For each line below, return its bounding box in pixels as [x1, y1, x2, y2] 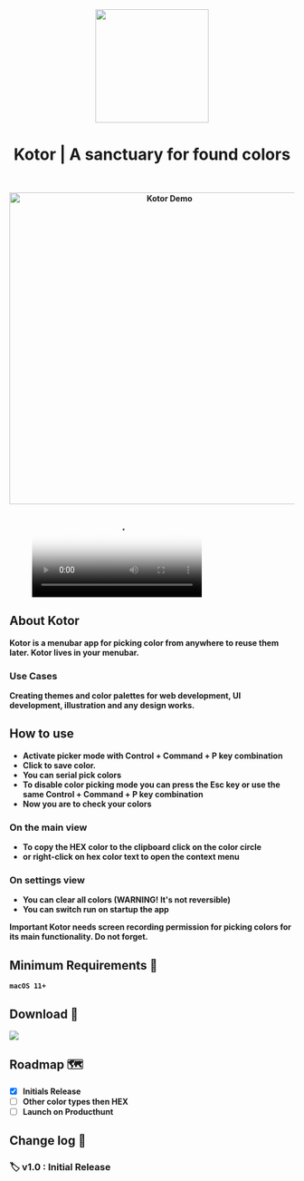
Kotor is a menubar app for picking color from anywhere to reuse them [9, 637, 279, 648]
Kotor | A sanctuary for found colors [13, 144, 291, 165]
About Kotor [9, 613, 80, 629]
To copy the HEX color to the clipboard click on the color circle [22, 842, 262, 853]
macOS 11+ [9, 981, 47, 991]
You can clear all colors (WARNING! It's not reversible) [22, 894, 231, 905]
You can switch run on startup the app [22, 904, 169, 915]
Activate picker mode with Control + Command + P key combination [22, 750, 283, 761]
